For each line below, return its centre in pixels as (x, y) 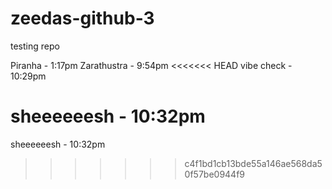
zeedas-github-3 (82, 18)
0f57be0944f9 (215, 174)
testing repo (35, 46)
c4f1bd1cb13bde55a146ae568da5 (253, 163)
